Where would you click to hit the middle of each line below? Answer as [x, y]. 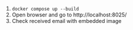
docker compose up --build [45, 9]
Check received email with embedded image [66, 21]
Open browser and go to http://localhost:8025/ [69, 15]
